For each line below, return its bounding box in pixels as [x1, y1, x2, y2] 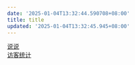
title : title [7, 16, 45, 23]
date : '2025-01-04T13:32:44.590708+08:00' [7, 10, 130, 17]
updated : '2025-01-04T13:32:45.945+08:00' [7, 23, 130, 29]
